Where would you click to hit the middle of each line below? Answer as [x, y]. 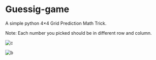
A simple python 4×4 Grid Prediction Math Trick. [56, 23]
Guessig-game [37, 9]
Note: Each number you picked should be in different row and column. [79, 33]
